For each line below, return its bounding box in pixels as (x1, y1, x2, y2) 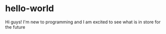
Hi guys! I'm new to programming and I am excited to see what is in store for (5, 19, 161, 25)
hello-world (5, 3, 55, 14)
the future (5, 24, 26, 30)
